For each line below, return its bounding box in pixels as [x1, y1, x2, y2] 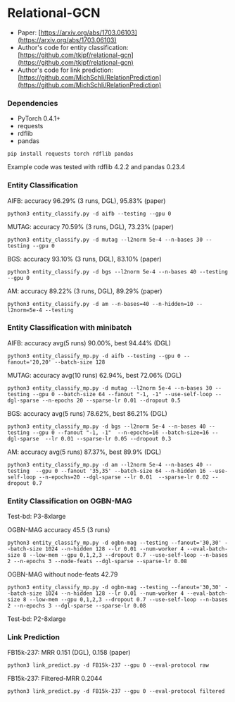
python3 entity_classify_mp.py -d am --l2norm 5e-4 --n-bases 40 [7, 461, 203, 468]
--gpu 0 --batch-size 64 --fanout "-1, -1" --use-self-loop [32, 390, 212, 398]
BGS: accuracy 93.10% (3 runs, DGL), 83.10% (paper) [7, 254, 162, 263]
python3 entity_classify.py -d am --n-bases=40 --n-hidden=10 [7, 300, 193, 307]
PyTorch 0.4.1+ [17, 114, 61, 123]
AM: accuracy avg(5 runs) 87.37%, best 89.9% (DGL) [7, 448, 162, 456]
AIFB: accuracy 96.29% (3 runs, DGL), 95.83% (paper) [7, 196, 166, 205]
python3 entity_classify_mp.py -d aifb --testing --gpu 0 [7, 352, 181, 359]
